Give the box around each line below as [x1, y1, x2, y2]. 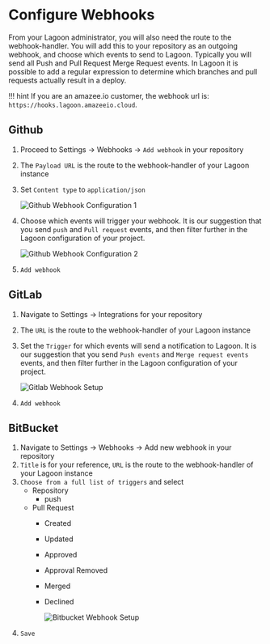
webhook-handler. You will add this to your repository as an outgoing [8, 40, 238, 50]
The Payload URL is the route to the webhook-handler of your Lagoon [19, 160, 250, 170]
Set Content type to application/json [19, 184, 146, 194]
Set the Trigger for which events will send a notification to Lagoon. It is [19, 341, 257, 350]
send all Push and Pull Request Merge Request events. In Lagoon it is [8, 58, 238, 68]
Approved [44, 550, 78, 560]
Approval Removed [44, 566, 108, 575]
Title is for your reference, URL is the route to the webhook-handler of [19, 460, 254, 470]
